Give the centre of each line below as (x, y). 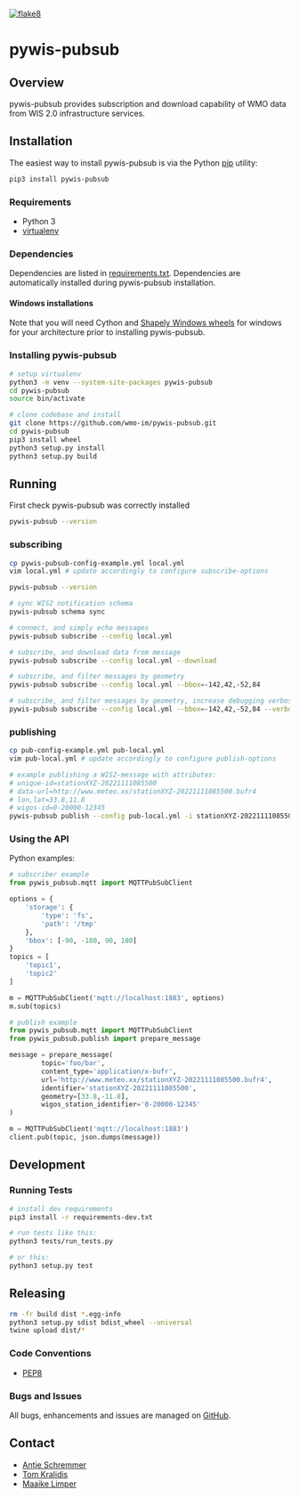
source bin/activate (48, 399)
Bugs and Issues (46, 1396)
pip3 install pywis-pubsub (59, 179)
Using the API (39, 839)
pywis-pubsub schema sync (57, 612)
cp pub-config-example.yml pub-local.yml (87, 751)
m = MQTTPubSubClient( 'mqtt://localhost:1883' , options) (117, 997)
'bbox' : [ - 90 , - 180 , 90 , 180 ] (81, 940)
